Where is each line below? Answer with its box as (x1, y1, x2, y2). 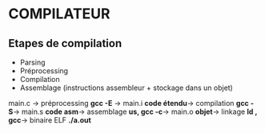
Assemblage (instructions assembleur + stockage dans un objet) (19, 83, 234, 92)
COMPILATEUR (8, 5, 110, 23)
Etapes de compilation (8, 37, 122, 50)
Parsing (19, 57, 46, 67)
